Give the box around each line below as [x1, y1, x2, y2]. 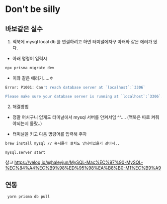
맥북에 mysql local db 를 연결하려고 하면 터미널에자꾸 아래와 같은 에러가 [12, 39, 153, 44]
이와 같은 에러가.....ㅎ [12, 75, 54, 81]
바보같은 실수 [5, 24, 43, 33]
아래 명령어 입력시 [12, 56, 47, 61]
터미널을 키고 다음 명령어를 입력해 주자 [12, 131, 87, 137]
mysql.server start [5, 150, 46, 155]
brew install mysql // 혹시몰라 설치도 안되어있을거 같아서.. [5, 141, 120, 146]
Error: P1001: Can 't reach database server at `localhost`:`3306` [5, 85, 146, 90]
